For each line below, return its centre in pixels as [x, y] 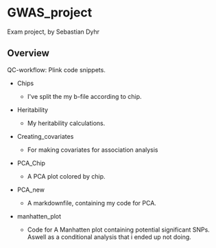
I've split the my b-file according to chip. [84, 96]
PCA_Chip [31, 163]
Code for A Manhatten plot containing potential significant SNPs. [119, 229]
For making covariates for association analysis [93, 150]
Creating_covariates [45, 136]
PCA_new [31, 190]
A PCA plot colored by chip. [66, 176]
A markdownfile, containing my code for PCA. [92, 203]
